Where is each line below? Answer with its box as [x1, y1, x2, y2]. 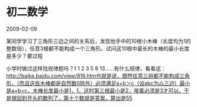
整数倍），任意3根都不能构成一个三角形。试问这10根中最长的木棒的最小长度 [6, 45, 190, 52]
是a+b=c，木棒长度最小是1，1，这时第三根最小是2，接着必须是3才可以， [6, 87, 185, 94]
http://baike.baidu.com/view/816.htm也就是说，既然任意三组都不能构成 [6, 72, 180, 79]
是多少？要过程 [6, 52, 43, 59]
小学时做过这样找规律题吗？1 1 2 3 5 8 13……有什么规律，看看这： [6, 64, 167, 72]
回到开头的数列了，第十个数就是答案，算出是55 [16, 94, 133, 101]
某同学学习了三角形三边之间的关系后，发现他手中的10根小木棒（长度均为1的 [6, 37, 192, 44]
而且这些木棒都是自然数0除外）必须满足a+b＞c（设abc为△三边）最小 [18, 79, 190, 86]
